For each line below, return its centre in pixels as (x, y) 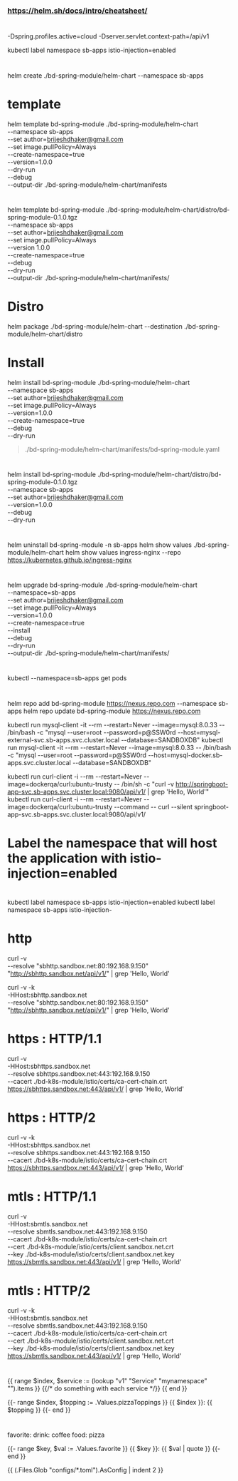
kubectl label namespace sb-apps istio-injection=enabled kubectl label (111, 902)
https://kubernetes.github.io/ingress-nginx (70, 560)
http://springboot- (202, 784)
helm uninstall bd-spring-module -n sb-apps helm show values (100, 545)
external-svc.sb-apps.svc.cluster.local (63, 739)
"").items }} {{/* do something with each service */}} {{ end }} (97, 1388)
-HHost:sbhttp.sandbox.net (47, 995)
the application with (67, 858)
